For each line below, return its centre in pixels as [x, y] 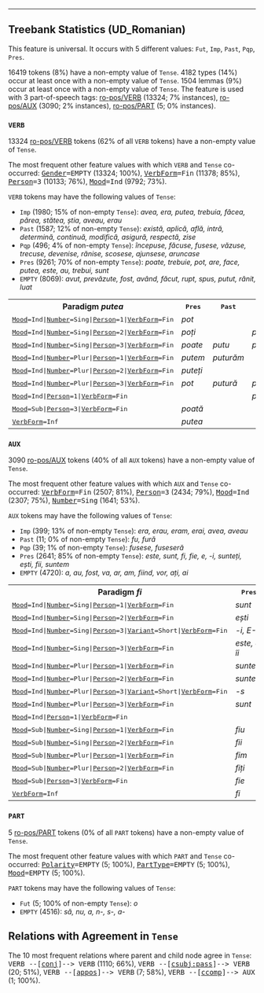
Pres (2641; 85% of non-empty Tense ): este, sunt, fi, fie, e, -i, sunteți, [130, 556]
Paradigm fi [120, 592]
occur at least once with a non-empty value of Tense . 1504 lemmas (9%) [125, 80]
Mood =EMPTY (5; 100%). [47, 873]
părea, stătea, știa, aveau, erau [71, 220]
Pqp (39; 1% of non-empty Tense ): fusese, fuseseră [102, 548]
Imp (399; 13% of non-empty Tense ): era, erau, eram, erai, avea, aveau [134, 531]
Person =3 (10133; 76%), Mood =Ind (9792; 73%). [88, 182]
